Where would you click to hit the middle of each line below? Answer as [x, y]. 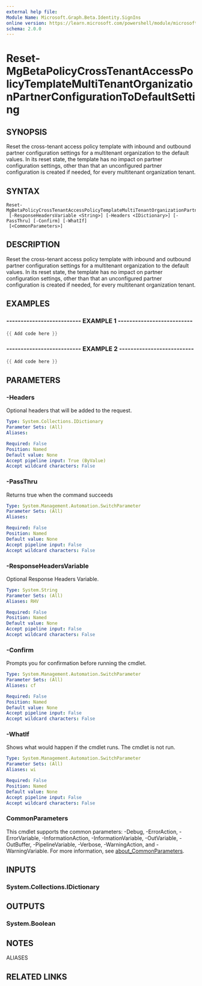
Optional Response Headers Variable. [53, 579]
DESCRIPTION [33, 245]
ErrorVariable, [23, 838]
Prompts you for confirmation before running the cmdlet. [76, 663]
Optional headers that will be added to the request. [69, 410]
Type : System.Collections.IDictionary [55, 422]
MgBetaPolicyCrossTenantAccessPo [100, 72]
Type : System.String [32, 590]
